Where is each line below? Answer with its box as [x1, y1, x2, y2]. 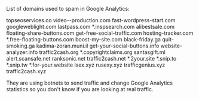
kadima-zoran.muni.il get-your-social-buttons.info [36, 42, 160, 49]
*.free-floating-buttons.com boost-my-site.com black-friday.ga [6, 36, 161, 43]
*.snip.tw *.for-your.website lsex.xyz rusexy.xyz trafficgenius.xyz [6, 61, 166, 68]
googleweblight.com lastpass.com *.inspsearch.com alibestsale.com [6, 23, 175, 30]
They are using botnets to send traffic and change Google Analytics [6, 79, 173, 86]
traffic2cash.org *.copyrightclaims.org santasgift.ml [39, 49, 166, 56]
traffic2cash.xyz [6, 68, 47, 74]
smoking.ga [6, 42, 35, 49]
